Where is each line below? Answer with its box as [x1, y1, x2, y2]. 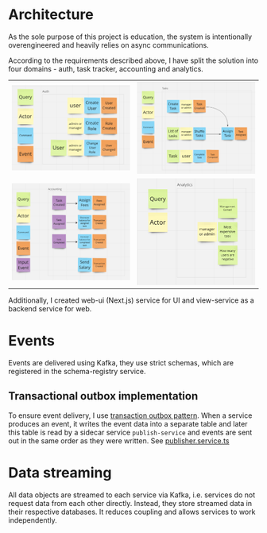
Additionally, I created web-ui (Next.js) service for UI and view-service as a [8, 295, 254, 305]
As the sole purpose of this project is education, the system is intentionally [8, 32, 253, 41]
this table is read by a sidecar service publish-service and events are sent [8, 427, 253, 437]
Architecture [8, 6, 94, 24]
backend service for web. [8, 303, 92, 313]
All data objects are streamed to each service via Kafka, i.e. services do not [8, 490, 256, 500]
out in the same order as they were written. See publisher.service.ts [8, 435, 230, 446]
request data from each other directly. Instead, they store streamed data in [8, 498, 253, 508]
